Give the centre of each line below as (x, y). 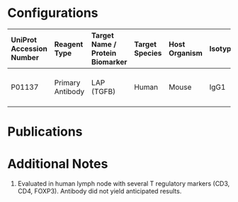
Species (148, 53)
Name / (104, 44)
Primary (67, 83)
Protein (104, 53)
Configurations (53, 13)
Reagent (69, 44)
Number (25, 57)
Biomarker (109, 61)
